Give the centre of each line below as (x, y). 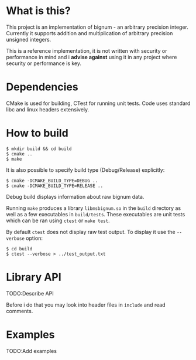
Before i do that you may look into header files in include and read (86, 305)
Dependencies (42, 87)
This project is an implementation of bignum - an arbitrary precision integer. (97, 27)
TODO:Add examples (32, 351)
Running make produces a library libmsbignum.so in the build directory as (94, 208)
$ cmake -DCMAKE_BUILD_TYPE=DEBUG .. (52, 181)
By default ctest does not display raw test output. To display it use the (91, 232)
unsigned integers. (29, 39)
